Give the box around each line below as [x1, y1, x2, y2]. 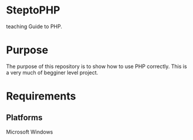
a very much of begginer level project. [6, 69, 99, 76]
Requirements [6, 90, 76, 103]
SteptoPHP [6, 4, 60, 17]
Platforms [6, 112, 43, 123]
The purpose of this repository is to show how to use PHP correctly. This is [6, 63, 187, 70]
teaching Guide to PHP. [6, 23, 63, 30]
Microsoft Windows [6, 128, 53, 135]
